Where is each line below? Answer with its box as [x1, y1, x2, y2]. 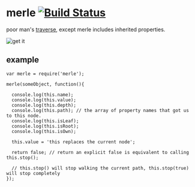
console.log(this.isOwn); [11, 128, 77, 134]
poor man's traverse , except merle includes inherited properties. [6, 26, 166, 33]
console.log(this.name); [11, 92, 74, 98]
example [6, 55, 40, 65]
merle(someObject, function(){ [6, 81, 85, 87]
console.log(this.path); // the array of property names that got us [11, 107, 189, 113]
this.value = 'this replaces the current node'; [11, 138, 136, 145]
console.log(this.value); [11, 96, 77, 103]
